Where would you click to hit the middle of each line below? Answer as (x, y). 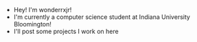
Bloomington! (32, 24)
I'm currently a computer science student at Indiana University (102, 17)
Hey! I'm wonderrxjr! (43, 10)
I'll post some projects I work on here (66, 31)
